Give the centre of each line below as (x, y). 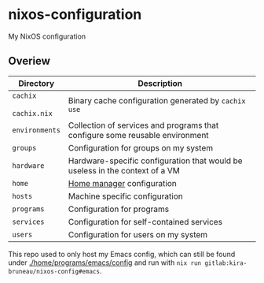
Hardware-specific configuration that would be (155, 161)
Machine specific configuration (125, 196)
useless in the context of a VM (124, 170)
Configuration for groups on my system (141, 147)
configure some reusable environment (139, 135)
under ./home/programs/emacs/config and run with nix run (105, 263)
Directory (37, 83)
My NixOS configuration (47, 36)
